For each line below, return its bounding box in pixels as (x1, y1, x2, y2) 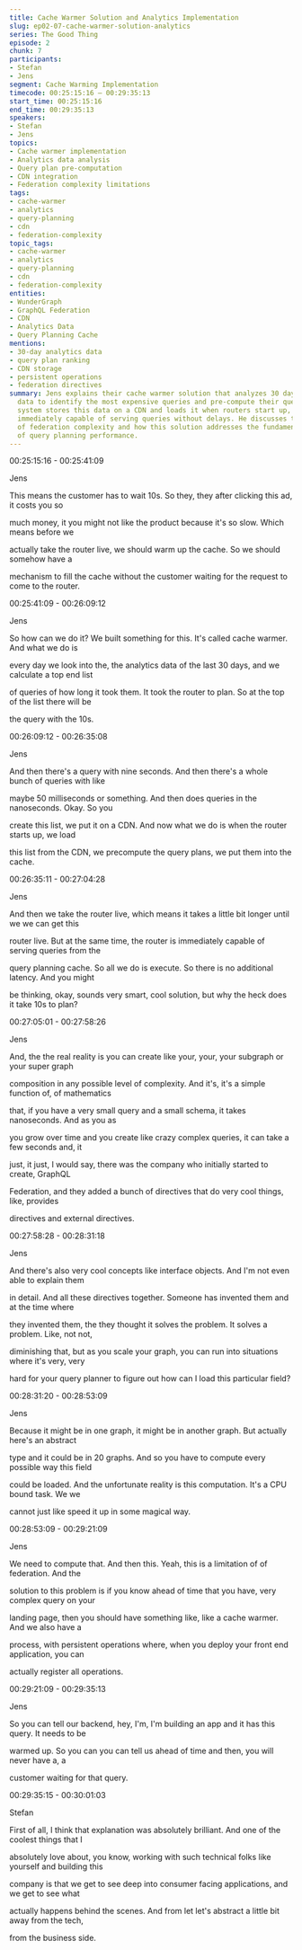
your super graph (9, 1061, 74, 1072)
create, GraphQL (9, 1169, 71, 1180)
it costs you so (9, 500, 64, 510)
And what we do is (9, 643, 78, 653)
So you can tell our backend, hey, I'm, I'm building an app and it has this (9, 1718, 276, 1730)
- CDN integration (9, 172, 78, 181)
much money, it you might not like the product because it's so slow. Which (9, 518, 285, 528)
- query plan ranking (9, 356, 91, 365)
